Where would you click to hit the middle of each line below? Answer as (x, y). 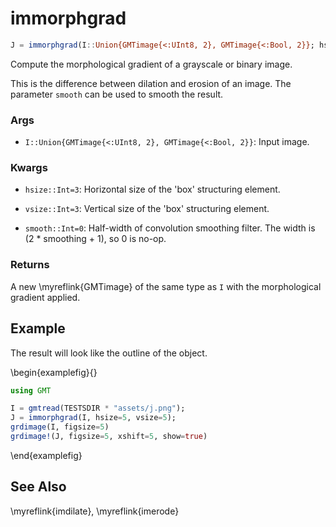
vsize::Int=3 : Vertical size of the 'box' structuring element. (147, 209)
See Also (38, 487)
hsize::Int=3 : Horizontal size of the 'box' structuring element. (152, 189)
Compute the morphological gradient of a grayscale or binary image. (151, 64)
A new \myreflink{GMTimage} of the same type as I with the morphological (166, 286)
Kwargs (29, 168)
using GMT (31, 390)
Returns (30, 265)
